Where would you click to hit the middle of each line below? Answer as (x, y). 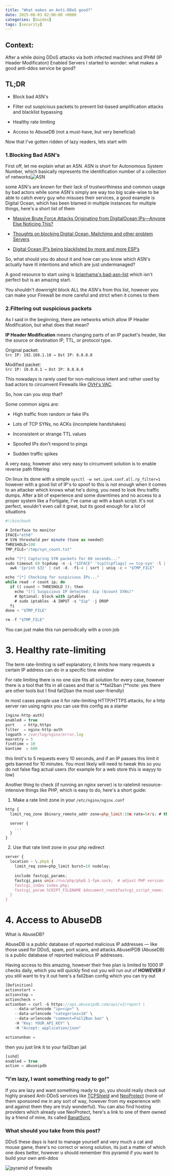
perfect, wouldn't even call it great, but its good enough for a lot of (76, 506)
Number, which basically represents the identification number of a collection (86, 171)
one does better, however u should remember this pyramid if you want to (82, 1152)
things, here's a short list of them (40, 209)
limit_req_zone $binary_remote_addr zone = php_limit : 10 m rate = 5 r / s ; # (85, 814)
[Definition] (19, 985)
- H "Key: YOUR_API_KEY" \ (42, 1024)
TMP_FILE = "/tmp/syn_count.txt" (39, 549)
